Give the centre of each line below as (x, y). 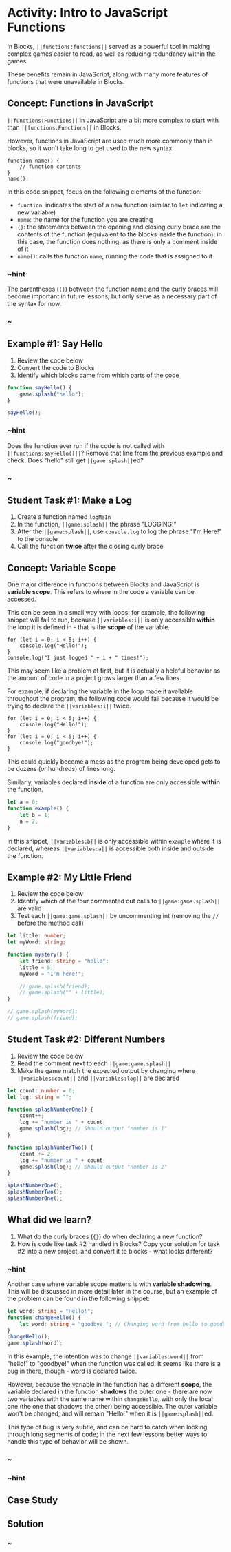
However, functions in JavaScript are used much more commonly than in (110, 141)
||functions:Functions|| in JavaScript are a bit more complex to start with (113, 120)
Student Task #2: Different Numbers (86, 1040)
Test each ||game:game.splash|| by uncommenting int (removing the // (118, 916)
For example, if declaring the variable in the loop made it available (100, 691)
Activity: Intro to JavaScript (88, 13)
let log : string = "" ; (40, 1097)
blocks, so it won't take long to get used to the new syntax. (90, 148)
